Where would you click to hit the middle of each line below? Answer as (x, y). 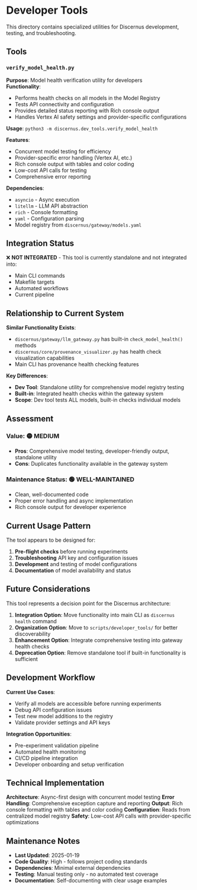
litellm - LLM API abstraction (51, 206)
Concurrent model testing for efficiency (63, 151)
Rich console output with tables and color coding (74, 164)
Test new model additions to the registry (64, 716)
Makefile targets (35, 282)
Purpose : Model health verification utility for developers (75, 80)
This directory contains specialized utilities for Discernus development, (93, 27)
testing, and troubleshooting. (41, 33)
